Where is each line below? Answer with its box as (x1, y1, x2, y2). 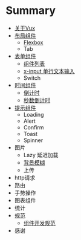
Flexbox (23, 39, 44, 46)
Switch (23, 74, 41, 82)
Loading (23, 111, 44, 118)
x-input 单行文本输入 (23, 67, 75, 74)
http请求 (14, 174, 36, 181)
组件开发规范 (23, 219, 56, 227)
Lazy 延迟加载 (23, 151, 59, 158)
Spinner (23, 137, 44, 144)
